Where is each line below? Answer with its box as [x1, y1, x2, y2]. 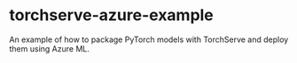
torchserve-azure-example [9, 5, 215, 25]
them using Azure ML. [9, 43, 90, 53]
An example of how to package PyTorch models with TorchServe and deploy [9, 34, 289, 45]
